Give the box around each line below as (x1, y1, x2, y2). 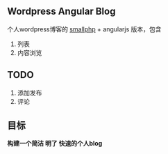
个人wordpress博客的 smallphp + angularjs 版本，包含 (7, 24, 162, 33)
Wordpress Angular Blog (7, 6, 116, 17)
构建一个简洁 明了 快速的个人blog (7, 139, 103, 148)
